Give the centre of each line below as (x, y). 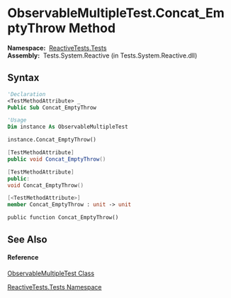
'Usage (17, 120)
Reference (23, 257)
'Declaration (27, 94)
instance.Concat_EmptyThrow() (52, 140)
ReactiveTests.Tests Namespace (55, 287)
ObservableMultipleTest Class (51, 273)
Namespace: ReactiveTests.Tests (57, 48)
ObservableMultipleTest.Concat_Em (116, 13)
